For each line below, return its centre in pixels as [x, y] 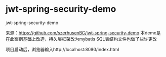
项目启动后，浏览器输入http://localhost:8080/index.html [62, 49]
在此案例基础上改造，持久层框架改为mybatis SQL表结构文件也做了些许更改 [81, 39]
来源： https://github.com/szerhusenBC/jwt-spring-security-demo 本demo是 [83, 32]
